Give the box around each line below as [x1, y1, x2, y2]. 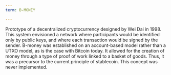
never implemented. [5, 64, 48, 70]
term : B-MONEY [5, 7, 36, 13]
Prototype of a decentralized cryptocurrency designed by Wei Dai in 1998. [5, 26, 162, 32]
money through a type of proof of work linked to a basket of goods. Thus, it [5, 53, 164, 59]
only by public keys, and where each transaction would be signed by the [5, 37, 158, 43]
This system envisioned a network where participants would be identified [5, 31, 160, 37]
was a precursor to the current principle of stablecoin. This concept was [5, 58, 158, 64]
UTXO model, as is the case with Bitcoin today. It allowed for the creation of [5, 47, 165, 54]
